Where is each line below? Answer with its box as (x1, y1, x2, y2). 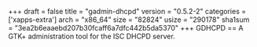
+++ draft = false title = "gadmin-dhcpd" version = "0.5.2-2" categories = (8, 7, 246, 16)
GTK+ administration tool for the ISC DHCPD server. (8, 31, 175, 41)
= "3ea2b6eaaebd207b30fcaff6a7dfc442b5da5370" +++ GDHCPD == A (8, 23, 244, 32)
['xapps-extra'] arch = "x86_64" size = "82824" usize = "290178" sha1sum (8, 15, 250, 24)
